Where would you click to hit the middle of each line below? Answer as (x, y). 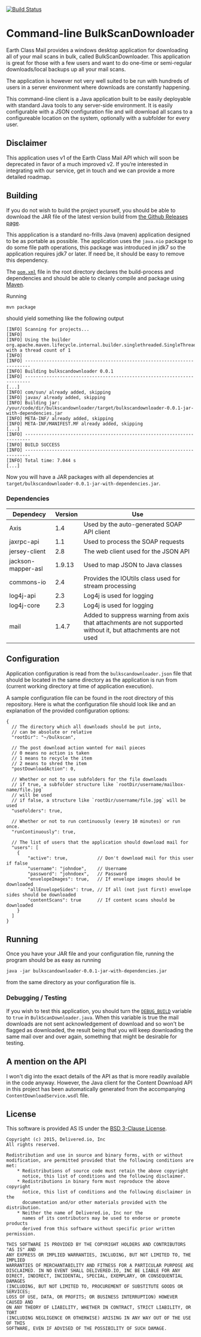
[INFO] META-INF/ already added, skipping (60, 418)
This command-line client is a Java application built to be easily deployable (99, 98)
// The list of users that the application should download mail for (100, 842)
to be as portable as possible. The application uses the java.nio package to (100, 241)
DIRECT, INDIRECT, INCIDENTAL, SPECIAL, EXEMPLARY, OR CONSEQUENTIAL (95, 1276)
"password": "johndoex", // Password (77, 874)
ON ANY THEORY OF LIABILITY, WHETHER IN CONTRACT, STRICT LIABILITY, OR (99, 1308)
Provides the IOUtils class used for (132, 578)
